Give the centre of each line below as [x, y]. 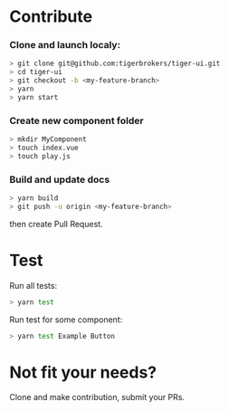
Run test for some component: [66, 320]
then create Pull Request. [56, 224]
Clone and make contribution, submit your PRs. [97, 397]
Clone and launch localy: [65, 45]
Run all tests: [33, 285]
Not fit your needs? [83, 372]
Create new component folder [76, 120]
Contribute [51, 17]
